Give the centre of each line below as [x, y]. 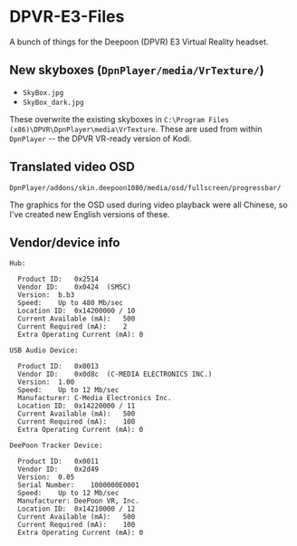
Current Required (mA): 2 [72, 327]
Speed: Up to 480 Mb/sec [71, 303]
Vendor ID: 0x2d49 [58, 469]
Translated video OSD [72, 167]
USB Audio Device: [44, 350]
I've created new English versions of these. [90, 214]
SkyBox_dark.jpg [53, 102]
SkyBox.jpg [43, 92]
